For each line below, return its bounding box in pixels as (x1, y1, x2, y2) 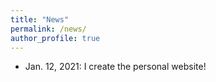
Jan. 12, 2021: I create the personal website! (24, 61, 207, 73)
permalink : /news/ (10, 24, 87, 34)
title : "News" (10, 14, 70, 25)
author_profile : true (10, 33, 101, 43)
